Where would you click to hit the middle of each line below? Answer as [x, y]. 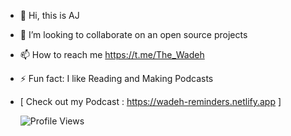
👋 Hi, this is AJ [49, 15]
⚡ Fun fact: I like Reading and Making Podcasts [116, 78]
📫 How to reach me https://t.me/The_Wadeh [112, 54]
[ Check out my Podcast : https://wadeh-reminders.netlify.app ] [150, 101]
